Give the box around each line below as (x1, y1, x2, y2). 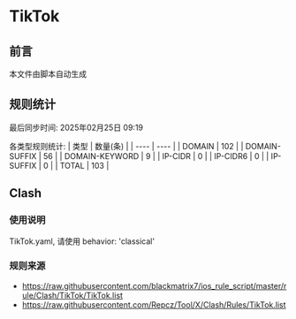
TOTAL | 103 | (59, 160, 110, 171)
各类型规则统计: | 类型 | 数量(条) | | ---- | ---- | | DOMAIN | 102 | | (9, 141, 244, 151)
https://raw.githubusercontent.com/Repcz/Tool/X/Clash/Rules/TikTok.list (21, 299, 286, 310)
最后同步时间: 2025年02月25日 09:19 (9, 122, 144, 133)
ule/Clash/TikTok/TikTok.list (21, 290, 124, 300)
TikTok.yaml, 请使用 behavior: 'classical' (9, 236, 156, 247)
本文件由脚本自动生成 (9, 69, 87, 79)
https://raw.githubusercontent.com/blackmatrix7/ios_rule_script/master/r (21, 280, 287, 291)
